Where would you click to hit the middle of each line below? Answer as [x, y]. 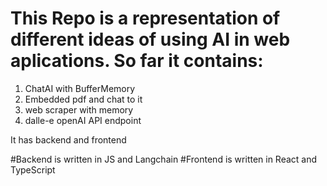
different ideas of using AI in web [150, 39]
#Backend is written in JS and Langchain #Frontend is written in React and [164, 159]
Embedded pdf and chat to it [83, 99]
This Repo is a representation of [145, 18]
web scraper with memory [79, 109]
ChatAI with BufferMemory [80, 88]
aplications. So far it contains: [137, 61]
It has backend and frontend [68, 139]
